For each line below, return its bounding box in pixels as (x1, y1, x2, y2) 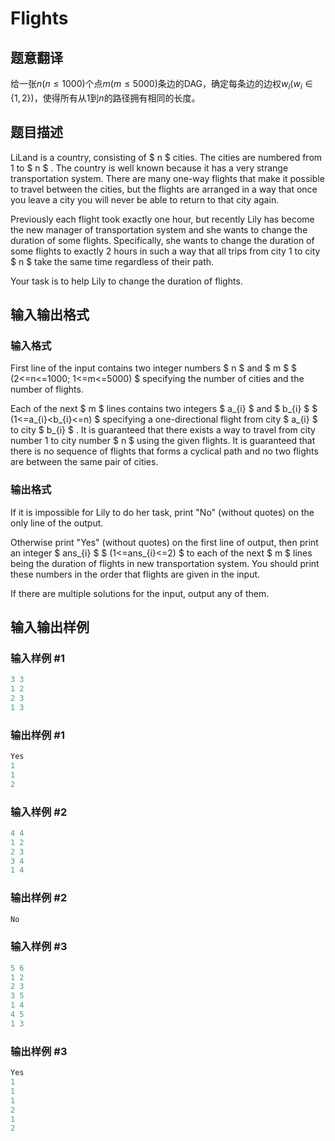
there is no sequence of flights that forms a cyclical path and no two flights (10, 445, 319, 457)
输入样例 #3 (10, 940, 68, 954)
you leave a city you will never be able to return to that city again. (10, 193, 280, 206)
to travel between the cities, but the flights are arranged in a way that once (10, 183, 318, 195)
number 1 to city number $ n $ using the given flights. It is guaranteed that (10, 435, 316, 447)
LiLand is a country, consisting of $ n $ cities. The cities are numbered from (10, 151, 323, 163)
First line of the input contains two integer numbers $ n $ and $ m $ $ (10, 362, 298, 374)
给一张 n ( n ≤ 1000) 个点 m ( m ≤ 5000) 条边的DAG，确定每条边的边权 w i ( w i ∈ (10, 78, 313, 92)
